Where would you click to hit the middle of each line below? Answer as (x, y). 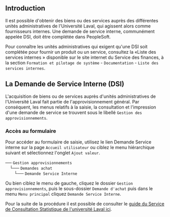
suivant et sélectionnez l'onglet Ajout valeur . (53, 153)
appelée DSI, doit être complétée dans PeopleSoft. (58, 37)
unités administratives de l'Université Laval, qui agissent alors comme (78, 26)
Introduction (25, 8)
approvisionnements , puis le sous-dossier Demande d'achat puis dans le (79, 188)
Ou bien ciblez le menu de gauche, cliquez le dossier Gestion (69, 183)
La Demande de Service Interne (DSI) (65, 84)
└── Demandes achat (31, 168)
